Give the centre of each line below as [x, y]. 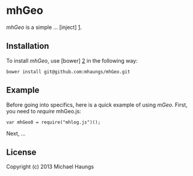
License [21, 152]
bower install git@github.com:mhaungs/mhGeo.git [68, 72]
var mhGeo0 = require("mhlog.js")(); [54, 122]
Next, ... [16, 133]
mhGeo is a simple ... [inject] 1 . [44, 27]
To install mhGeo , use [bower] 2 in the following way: [72, 60]
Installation [28, 46]
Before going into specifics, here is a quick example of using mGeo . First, [97, 105]
